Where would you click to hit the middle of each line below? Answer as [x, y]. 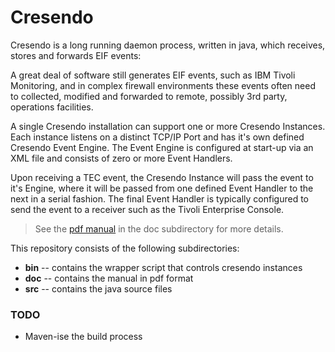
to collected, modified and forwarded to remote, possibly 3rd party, [149, 96]
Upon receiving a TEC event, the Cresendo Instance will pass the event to [162, 177]
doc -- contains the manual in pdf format [109, 278]
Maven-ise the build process [83, 337]
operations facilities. [52, 107]
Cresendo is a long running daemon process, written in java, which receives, [168, 45]
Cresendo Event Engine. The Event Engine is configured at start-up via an [162, 147]
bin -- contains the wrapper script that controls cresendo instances [163, 267]
